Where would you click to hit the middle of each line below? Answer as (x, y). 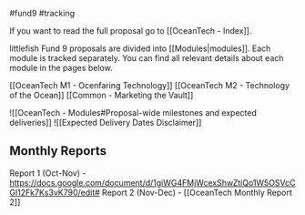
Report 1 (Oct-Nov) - (48, 173)
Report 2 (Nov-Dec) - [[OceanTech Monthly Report (197, 192)
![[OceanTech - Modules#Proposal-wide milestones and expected (133, 113)
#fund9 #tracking (42, 13)
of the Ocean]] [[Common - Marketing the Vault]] (102, 95)
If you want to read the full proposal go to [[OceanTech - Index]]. (131, 31)
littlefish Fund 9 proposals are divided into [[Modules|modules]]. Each (140, 48)
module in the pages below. (61, 68)
